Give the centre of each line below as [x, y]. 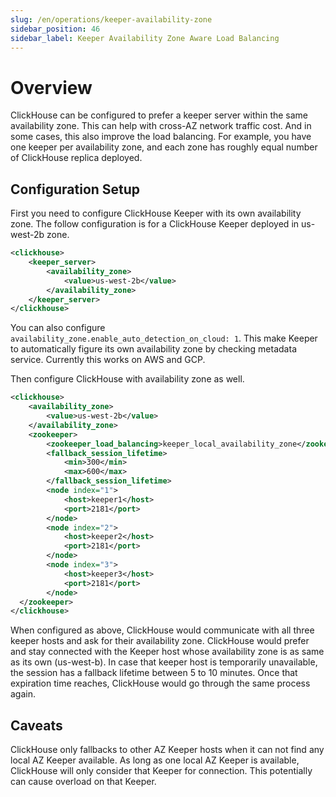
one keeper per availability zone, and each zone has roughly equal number [164, 147]
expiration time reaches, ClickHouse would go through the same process [160, 683]
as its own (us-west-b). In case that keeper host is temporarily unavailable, [164, 662]
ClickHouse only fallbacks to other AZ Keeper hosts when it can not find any [167, 750]
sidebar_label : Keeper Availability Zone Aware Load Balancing [145, 38]
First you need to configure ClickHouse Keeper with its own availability [156, 213]
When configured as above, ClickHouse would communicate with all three [162, 630]
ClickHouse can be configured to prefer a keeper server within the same [159, 115]
